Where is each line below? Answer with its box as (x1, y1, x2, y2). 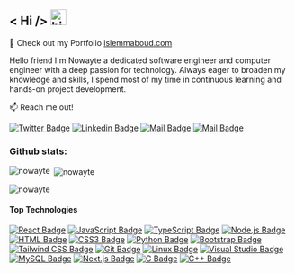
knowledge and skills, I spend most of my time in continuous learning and (9, 74, 282, 85)
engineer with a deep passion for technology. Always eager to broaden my (9, 64, 286, 75)
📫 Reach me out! (9, 101, 74, 113)
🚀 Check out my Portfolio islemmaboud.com (9, 37, 173, 48)
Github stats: (9, 145, 67, 158)
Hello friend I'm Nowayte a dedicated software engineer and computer (9, 55, 272, 66)
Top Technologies (9, 205, 78, 215)
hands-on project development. (9, 83, 127, 95)
